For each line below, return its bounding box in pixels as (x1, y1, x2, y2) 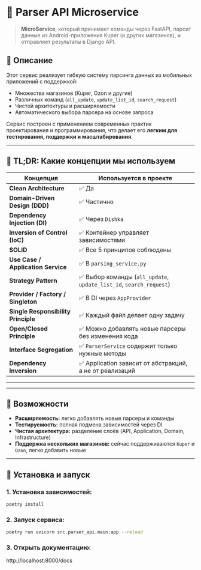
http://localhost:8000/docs (6, 557, 73, 564)
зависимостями (78, 235, 126, 244)
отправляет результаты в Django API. (20, 38, 116, 45)
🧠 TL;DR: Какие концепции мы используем (6, 156, 175, 166)
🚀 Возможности (6, 399, 69, 409)
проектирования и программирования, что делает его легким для (6, 126, 178, 134)
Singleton (9, 297, 38, 306)
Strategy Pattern (9, 276, 58, 285)
